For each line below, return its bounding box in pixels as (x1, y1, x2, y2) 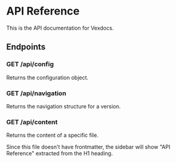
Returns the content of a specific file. (6, 131, 99, 139)
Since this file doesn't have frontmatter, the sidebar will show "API (6, 144, 171, 151)
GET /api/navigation (6, 89, 67, 98)
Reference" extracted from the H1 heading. (6, 150, 113, 157)
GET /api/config (6, 60, 54, 68)
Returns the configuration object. (6, 74, 89, 81)
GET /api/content (6, 118, 58, 126)
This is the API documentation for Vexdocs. (6, 24, 114, 32)
